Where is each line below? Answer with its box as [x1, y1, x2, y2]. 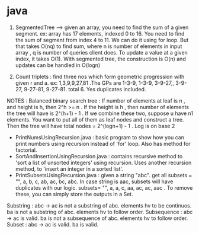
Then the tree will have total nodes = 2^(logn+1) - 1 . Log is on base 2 [7, 122, 175, 129]
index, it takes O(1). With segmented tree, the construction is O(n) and [15, 55, 186, 62]
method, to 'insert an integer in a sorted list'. [15, 165, 124, 173]
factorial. [15, 146, 37, 154]
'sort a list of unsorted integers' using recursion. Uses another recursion [15, 159, 192, 166]
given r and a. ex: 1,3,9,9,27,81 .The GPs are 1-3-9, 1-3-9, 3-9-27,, [15, 79, 174, 87]
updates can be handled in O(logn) [15, 61, 101, 69]
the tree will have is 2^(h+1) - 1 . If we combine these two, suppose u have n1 [7, 110, 194, 117]
